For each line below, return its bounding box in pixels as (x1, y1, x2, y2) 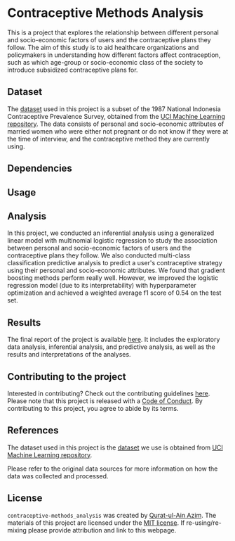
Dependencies (7, 163, 72, 174)
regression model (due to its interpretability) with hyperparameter (7, 281, 196, 290)
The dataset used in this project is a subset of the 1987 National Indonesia (7, 104, 221, 113)
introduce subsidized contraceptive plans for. (7, 65, 138, 74)
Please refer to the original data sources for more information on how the (7, 464, 218, 473)
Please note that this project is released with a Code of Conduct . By (7, 396, 203, 405)
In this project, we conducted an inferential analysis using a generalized (7, 229, 215, 237)
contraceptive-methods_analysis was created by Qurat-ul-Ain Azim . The (7, 511, 217, 519)
